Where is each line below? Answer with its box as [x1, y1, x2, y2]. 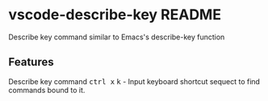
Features [8, 55, 54, 69]
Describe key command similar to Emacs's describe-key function [8, 32, 225, 42]
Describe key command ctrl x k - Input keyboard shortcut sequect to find [8, 76, 261, 86]
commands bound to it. [8, 85, 86, 95]
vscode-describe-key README [8, 6, 222, 24]
